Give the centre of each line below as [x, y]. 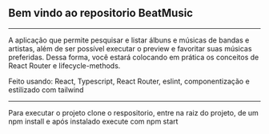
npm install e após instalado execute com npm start [93, 121]
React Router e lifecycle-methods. [64, 65]
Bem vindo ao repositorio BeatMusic [101, 13]
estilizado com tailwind [46, 89]
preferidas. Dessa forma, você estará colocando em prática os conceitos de [134, 57]
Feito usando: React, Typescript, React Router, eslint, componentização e [129, 81]
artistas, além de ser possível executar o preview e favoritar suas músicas [130, 48]
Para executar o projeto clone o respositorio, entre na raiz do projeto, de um [133, 112]
